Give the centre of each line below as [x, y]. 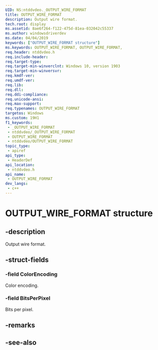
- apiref [17, 151]
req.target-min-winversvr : [33, 71]
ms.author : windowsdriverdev [36, 33]
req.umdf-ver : [20, 80]
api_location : [20, 165]
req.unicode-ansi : [24, 99]
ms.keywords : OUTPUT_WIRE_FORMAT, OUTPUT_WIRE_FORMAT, [64, 47]
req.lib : [14, 85]
